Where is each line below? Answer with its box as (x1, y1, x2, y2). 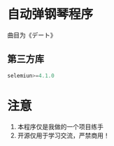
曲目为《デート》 (7, 31, 57, 39)
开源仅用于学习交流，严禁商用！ (17, 131, 110, 140)
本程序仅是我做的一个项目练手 (17, 122, 104, 131)
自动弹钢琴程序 (7, 6, 94, 22)
